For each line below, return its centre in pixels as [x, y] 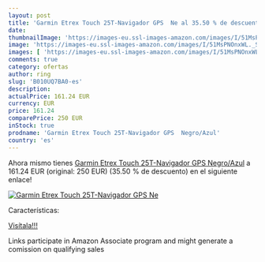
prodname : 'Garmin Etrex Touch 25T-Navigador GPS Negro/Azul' [114, 133]
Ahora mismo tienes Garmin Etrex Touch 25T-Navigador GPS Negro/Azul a [129, 163]
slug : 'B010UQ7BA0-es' [45, 81]
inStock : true [32, 125]
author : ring [30, 74]
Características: [34, 210]
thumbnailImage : [35, 37]
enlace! [20, 179]
